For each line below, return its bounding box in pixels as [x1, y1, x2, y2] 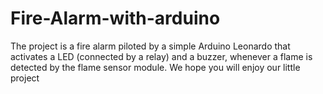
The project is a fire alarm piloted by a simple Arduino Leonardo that [10, 40, 291, 52]
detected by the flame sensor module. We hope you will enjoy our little [10, 61, 301, 73]
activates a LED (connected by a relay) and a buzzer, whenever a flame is [10, 50, 313, 62]
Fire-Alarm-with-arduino [10, 7, 221, 30]
